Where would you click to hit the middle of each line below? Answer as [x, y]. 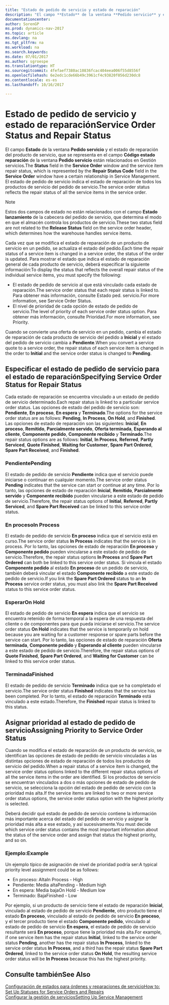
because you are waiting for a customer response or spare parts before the [83, 635]
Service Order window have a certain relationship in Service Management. [82, 176]
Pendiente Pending [28, 463]
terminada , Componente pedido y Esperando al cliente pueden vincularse [83, 645]
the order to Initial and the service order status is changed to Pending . [78, 353]
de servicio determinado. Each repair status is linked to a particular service [82, 402]
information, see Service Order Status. [52, 300]
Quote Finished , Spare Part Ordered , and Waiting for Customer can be [80, 656]
